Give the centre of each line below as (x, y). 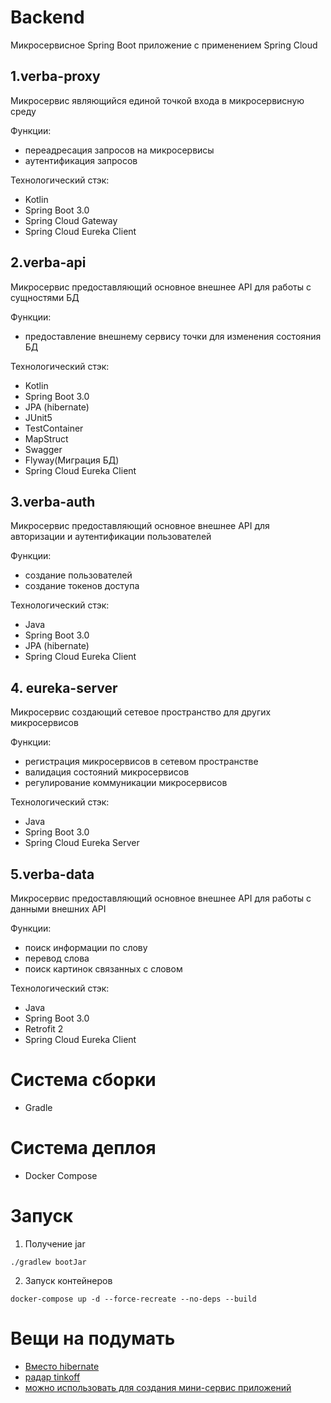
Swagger (43, 449)
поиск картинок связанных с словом (103, 969)
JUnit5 (38, 417)
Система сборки (83, 1080)
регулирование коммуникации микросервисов (126, 783)
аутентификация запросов (81, 160)
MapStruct (46, 438)
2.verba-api (48, 262)
